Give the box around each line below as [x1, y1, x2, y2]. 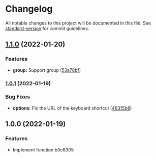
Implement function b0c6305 [12, 146, 74, 153]
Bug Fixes [5, 93, 30, 100]
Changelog [5, 3, 53, 15]
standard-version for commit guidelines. [5, 25, 89, 31]
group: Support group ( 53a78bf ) [12, 67, 81, 73]
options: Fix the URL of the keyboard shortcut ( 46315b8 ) [12, 105, 132, 111]
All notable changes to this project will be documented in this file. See [5, 20, 151, 26]
